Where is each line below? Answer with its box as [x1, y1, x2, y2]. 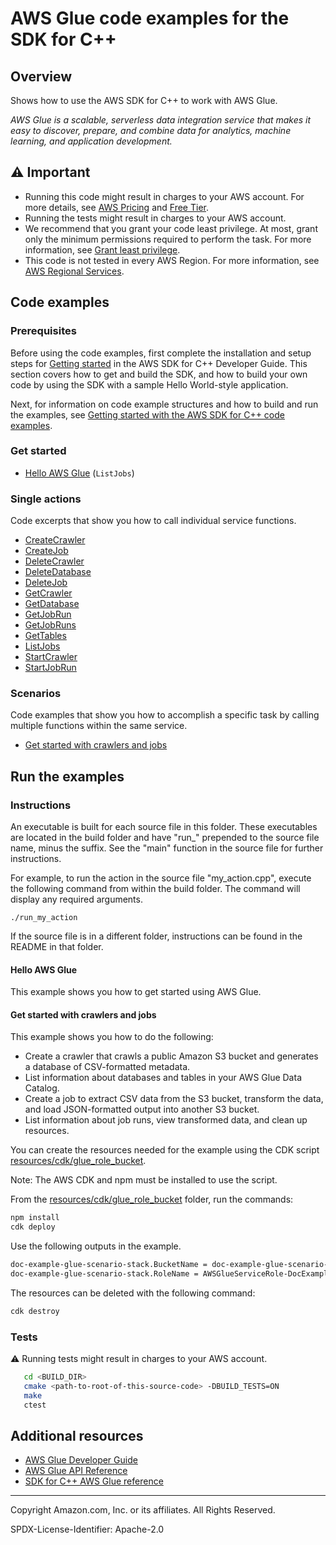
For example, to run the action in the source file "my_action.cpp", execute [10, 872, 312, 884]
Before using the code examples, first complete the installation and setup [10, 347, 312, 359]
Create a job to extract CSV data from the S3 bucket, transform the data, [24, 1093, 324, 1105]
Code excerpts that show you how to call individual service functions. [10, 515, 297, 527]
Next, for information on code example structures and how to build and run [10, 398, 319, 410]
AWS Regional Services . [24, 265, 125, 277]
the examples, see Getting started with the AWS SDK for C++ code [10, 408, 285, 421]
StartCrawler [24, 651, 78, 663]
